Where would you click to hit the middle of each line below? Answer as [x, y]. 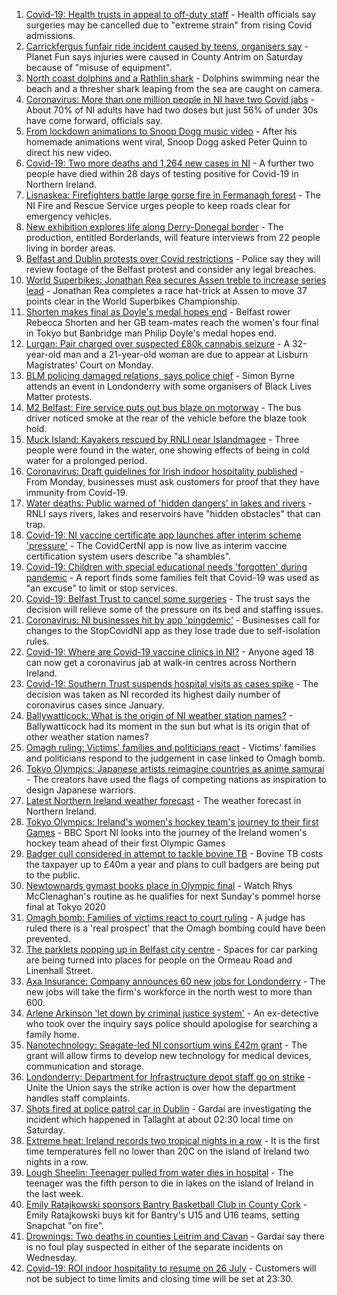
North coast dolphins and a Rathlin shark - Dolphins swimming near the [172, 78]
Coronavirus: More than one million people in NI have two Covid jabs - [170, 99]
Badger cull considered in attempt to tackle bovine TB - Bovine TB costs [174, 853]
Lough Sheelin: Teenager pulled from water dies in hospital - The [159, 1172]
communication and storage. [85, 1066]
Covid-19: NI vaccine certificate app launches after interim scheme [163, 535]
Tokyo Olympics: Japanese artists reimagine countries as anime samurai [175, 768]
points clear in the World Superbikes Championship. [133, 301]
